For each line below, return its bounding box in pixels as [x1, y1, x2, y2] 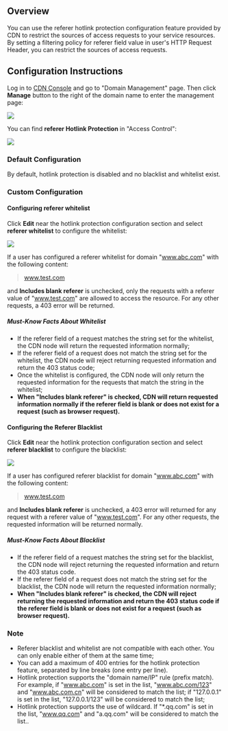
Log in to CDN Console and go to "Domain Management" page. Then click [7, 84, 216, 92]
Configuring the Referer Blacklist [7, 423, 103, 431]
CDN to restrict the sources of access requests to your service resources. [7, 31, 216, 39]
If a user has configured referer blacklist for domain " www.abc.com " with [7, 472, 214, 480]
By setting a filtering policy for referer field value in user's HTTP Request [7, 38, 212, 47]
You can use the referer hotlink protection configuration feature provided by [7, 23, 221, 32]
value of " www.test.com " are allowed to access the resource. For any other [7, 294, 219, 303]
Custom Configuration [7, 187, 84, 196]
